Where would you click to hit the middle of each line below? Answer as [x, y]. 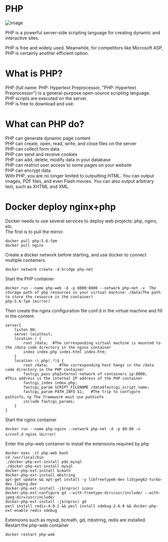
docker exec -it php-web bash [37, 453]
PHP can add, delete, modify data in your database [58, 159]
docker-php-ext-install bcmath [38, 471]
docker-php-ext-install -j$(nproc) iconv [49, 488]
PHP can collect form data [32, 149]
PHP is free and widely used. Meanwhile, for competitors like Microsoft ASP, [84, 48]
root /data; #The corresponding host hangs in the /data [89, 365]
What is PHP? [34, 74]
